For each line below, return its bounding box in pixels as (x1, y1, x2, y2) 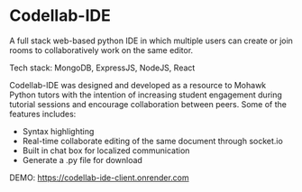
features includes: (9, 108, 77, 119)
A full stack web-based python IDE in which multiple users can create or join (9, 35, 293, 46)
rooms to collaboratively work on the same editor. (9, 44, 194, 55)
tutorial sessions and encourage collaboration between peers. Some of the (9, 98, 287, 109)
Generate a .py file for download (22, 154, 142, 165)
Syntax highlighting (22, 125, 95, 136)
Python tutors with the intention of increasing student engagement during (9, 89, 282, 100)
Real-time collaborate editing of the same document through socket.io (22, 135, 284, 146)
